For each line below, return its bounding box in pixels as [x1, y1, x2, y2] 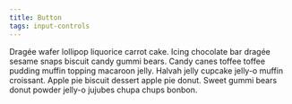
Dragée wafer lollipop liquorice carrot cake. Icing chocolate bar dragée [9, 46, 271, 56]
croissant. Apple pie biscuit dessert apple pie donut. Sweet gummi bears [9, 74, 278, 85]
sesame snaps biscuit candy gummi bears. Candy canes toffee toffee [9, 56, 266, 66]
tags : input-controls [9, 22, 90, 30]
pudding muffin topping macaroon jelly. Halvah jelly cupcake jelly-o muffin [9, 65, 284, 76]
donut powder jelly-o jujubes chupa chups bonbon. [9, 84, 198, 95]
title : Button [9, 13, 63, 22]
